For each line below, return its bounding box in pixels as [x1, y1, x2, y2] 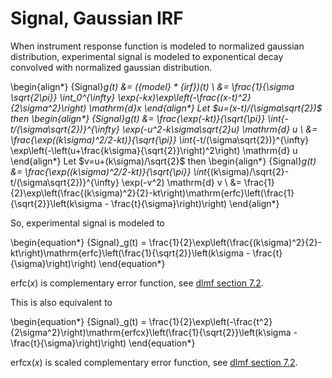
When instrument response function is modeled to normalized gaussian [10, 40, 305, 52]
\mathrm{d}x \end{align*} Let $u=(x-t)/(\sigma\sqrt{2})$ [88, 102, 323, 114]
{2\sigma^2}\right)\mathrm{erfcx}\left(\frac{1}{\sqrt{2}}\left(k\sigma [10, 326, 292, 338]
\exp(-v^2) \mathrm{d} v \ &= [121, 176, 242, 188]
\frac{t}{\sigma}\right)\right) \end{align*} [111, 197, 280, 209]
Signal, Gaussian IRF [10, 7, 184, 30]
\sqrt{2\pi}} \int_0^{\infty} [10, 91, 116, 103]
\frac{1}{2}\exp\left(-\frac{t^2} [148, 315, 273, 327]
